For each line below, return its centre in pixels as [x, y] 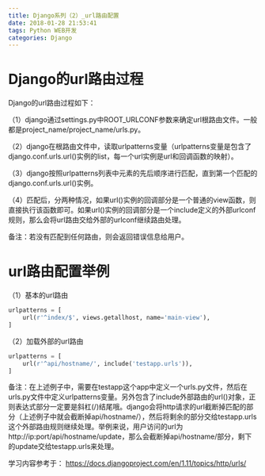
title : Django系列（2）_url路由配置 [64, 15]
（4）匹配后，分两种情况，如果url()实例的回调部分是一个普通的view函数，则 [132, 200]
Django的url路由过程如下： [52, 103]
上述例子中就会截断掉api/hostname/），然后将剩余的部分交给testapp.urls [139, 416]
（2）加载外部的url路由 [46, 341]
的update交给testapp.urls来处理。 [63, 447]
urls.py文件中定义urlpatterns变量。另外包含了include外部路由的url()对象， [129, 397]
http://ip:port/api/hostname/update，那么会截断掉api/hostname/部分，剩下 [130, 436]
